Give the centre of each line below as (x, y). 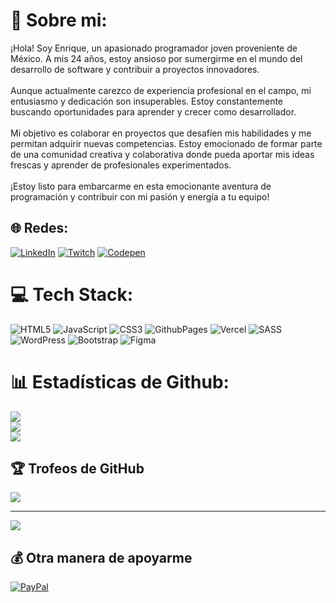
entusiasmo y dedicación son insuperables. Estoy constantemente (147, 101)
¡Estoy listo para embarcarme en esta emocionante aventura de (141, 186)
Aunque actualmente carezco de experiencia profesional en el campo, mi (161, 90)
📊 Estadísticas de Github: (120, 381)
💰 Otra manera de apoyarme (101, 557)
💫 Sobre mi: (59, 20)
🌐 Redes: (39, 228)
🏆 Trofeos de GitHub (77, 469)
